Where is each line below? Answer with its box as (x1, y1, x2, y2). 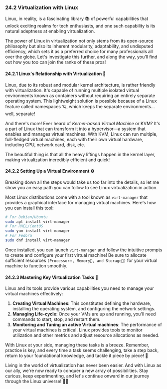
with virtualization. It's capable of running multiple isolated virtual (5, 87, 140, 93)
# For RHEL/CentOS (5, 224, 43, 229)
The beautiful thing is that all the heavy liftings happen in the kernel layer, (5, 151, 156, 157)
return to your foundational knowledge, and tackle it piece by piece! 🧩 (5, 352, 149, 359)
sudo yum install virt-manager (5, 228, 70, 234)
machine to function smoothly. (5, 262, 68, 269)
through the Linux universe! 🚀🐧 (5, 378, 69, 384)
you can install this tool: (5, 205, 54, 211)
